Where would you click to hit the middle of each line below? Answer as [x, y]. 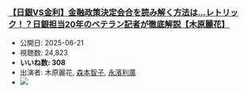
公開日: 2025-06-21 [52, 43]
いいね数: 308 [42, 63]
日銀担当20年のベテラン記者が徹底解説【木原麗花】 [131, 24]
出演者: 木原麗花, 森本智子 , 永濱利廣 [78, 73]
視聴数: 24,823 [44, 53]
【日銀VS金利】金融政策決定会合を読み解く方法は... [107, 12]
